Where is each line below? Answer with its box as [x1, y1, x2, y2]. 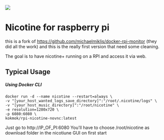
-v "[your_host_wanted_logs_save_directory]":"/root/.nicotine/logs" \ [5, 99, 157, 104]
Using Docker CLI [5, 81, 42, 87]
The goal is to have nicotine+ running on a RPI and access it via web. [5, 53, 147, 59]
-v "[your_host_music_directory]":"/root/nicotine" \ [5, 103, 120, 108]
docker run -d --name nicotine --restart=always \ [5, 94, 113, 99]
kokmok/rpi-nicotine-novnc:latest [5, 116, 77, 121]
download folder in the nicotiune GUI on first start [5, 130, 107, 136]
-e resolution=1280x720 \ [5, 107, 59, 112]
